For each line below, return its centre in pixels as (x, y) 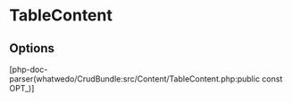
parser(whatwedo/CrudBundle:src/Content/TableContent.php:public (135, 79)
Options (32, 48)
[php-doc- (29, 69)
